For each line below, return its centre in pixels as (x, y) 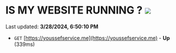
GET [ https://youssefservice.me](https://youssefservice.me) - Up (92, 38)
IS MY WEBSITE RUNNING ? (74, 10)
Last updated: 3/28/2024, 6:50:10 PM (52, 26)
